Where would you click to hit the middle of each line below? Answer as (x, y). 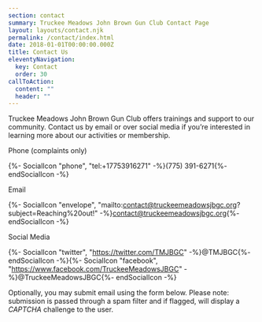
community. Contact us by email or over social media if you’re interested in (129, 127)
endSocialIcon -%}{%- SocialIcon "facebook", (83, 260)
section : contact (37, 15)
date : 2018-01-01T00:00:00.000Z (61, 45)
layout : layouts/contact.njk (56, 30)
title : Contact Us (38, 52)
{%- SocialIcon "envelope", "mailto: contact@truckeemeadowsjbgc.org (123, 205)
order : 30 (31, 74)
